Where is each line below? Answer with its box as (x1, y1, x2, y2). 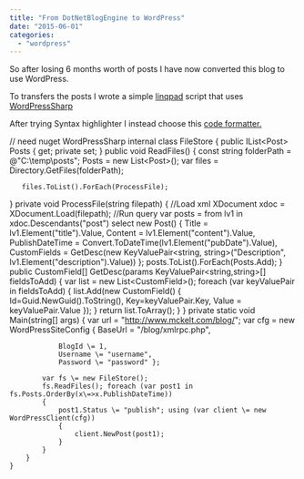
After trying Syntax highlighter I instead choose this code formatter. (9, 118, 262, 129)
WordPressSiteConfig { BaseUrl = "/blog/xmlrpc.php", (9, 324, 211, 335)
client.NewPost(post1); (74, 430, 166, 439)
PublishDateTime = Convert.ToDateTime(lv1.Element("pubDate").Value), (9, 238, 278, 249)
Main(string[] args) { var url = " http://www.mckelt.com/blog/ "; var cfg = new (9, 315, 296, 326)
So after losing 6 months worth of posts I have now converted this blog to (9, 64, 285, 75)
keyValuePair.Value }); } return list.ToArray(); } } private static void (9, 305, 256, 316)
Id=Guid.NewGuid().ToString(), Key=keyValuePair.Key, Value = (9, 295, 242, 306)
